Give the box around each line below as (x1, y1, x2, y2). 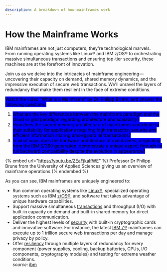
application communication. (12, 214, 70, 220)
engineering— (114, 71, 144, 77)
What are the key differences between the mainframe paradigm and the (12, 111, 160, 117)
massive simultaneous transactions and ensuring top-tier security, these (5, 56, 154, 62)
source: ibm (12, 262, 37, 268)
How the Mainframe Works (5, 28, 119, 40)
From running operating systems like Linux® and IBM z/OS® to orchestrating (5, 50, 162, 56)
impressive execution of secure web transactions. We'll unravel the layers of (5, 81, 162, 87)
